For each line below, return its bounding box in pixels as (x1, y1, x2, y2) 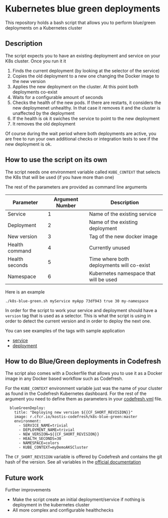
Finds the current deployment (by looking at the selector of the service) (12, 67, 160, 73)
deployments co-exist (12, 88, 57, 95)
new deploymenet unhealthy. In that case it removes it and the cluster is (12, 104, 161, 110)
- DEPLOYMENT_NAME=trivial (18, 427, 75, 432)
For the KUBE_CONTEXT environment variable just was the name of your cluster (5, 385, 162, 391)
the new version (12, 78, 46, 84)
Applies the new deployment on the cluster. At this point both (12, 83, 138, 89)
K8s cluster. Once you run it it (5, 58, 66, 64)
